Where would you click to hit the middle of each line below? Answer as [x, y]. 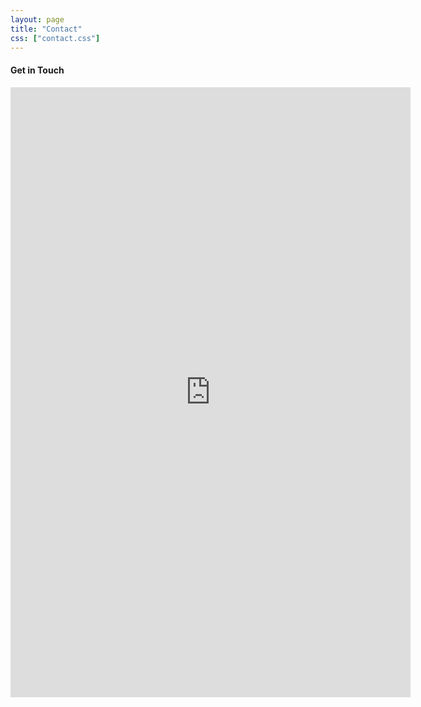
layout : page [37, 19]
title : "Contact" [46, 29]
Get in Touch [37, 70]
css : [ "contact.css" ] [55, 38]
